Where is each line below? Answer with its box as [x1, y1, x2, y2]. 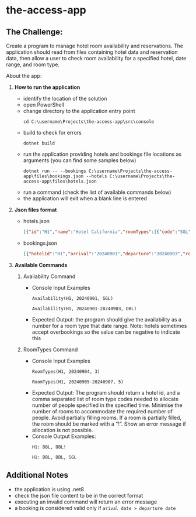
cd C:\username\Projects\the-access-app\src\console [23, 119, 155, 125]
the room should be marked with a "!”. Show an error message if [32, 420, 187, 427]
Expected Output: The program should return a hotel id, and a [32, 389, 180, 396]
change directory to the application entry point [23, 108, 135, 114]
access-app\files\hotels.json [23, 179, 97, 184]
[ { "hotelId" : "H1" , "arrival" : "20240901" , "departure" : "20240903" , [23, 251, 183, 256]
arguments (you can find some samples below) [23, 157, 136, 164]
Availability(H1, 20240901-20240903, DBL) [32, 306, 137, 311]
